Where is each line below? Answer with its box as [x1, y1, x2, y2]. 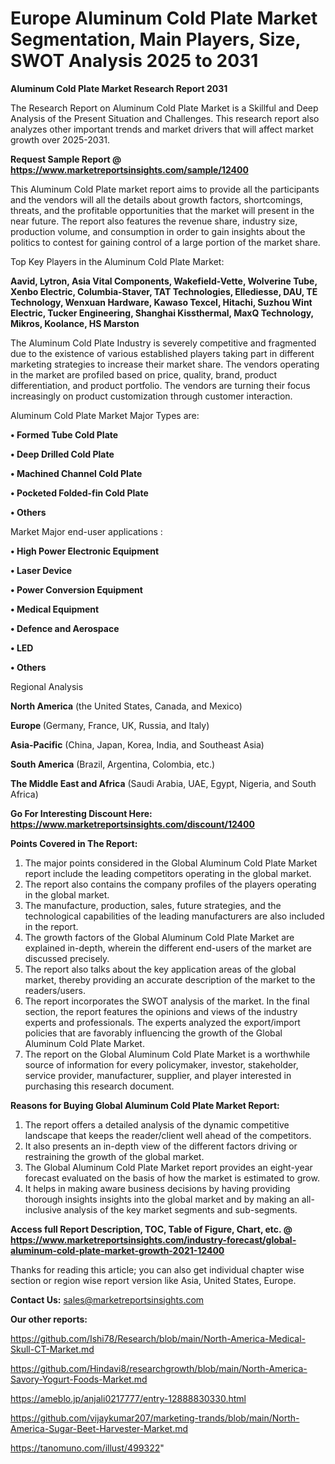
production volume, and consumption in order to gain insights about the [10, 225, 306, 237]
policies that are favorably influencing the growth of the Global [24, 1027, 283, 1039]
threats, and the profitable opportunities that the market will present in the [10, 204, 315, 216]
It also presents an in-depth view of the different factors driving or [24, 1140, 298, 1152]
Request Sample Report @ [10, 153, 122, 165]
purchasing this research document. [24, 1080, 175, 1092]
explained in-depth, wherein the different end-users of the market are [24, 942, 312, 954]
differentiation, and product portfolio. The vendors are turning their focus [10, 379, 311, 391]
